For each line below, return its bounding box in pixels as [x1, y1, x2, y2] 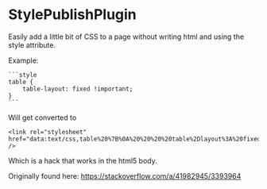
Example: [8, 56, 39, 65]
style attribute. [8, 40, 56, 49]
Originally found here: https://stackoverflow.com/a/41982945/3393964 [8, 171, 242, 180]
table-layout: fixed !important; [22, 85, 133, 93]
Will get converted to [8, 113, 77, 122]
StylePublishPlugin [8, 6, 137, 24]
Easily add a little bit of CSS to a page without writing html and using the [8, 32, 245, 41]
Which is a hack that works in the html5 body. [8, 156, 157, 165]
